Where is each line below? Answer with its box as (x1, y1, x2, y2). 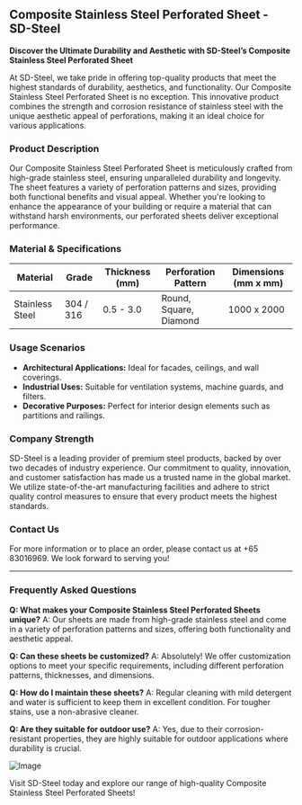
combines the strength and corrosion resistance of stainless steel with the (9, 101, 284, 112)
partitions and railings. (22, 409, 106, 421)
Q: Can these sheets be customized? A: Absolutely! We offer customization (9, 650, 291, 661)
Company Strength (9, 432, 94, 444)
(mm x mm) (233, 277, 284, 290)
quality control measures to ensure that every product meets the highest (9, 491, 278, 502)
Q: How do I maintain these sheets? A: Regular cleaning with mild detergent (9, 687, 292, 698)
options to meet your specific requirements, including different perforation (9, 660, 285, 671)
